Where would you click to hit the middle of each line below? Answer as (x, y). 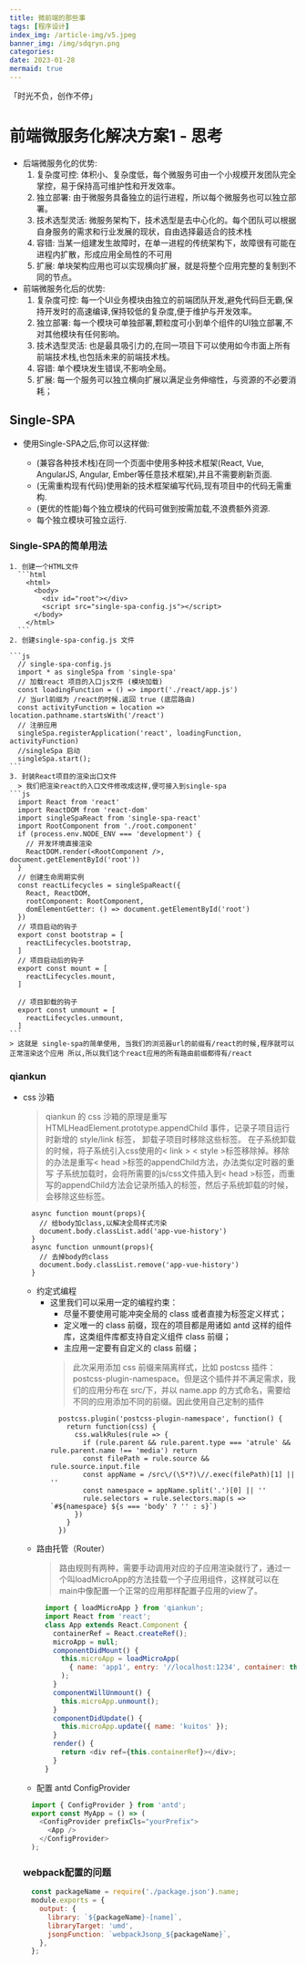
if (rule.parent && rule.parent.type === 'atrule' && (187, 1443)
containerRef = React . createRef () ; (121, 1633)
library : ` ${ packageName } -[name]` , (115, 1917)
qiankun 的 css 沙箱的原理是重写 (106, 1117)
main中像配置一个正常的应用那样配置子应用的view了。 (160, 1591)
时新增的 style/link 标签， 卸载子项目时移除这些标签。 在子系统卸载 (170, 1140)
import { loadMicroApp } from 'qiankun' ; (124, 1608)
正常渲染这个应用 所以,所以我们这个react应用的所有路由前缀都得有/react (131, 1053)
